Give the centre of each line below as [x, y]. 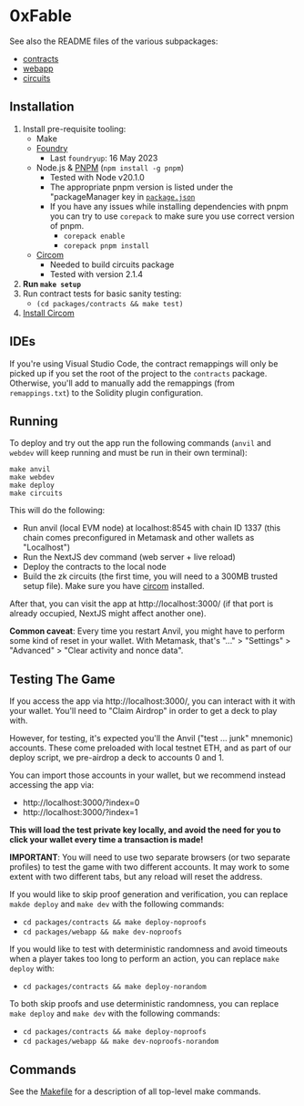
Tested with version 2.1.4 [96, 274]
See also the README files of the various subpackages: [114, 41]
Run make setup [52, 284]
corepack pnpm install [106, 246]
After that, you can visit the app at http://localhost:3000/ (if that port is [142, 604]
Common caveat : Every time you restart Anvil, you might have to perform [147, 631]
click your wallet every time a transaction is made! [106, 840]
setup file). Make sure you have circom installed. [113, 586]
